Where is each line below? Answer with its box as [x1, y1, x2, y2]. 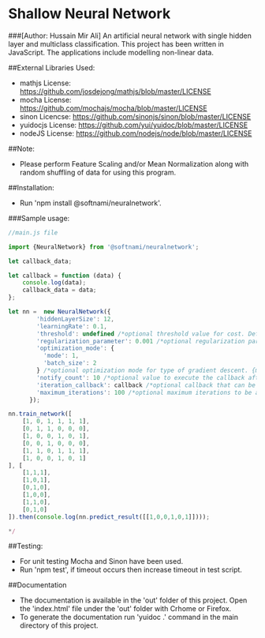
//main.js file [8, 228, 58, 237]
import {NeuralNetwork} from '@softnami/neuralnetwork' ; [8, 242, 200, 251]
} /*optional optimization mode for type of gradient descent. [36, 366, 248, 375]
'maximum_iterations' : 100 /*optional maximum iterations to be [36, 388, 252, 396]
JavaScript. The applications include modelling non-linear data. [8, 47, 215, 57]
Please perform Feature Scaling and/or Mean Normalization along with [19, 159, 249, 168]
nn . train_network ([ [8, 410, 73, 418]
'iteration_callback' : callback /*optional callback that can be [36, 381, 256, 389]
